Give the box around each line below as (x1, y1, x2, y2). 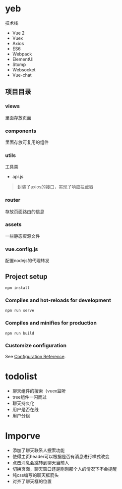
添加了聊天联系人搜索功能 (12, 447, 65, 453)
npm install (5, 285, 30, 290)
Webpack (12, 51, 32, 57)
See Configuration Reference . (5, 353, 66, 359)
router (5, 197, 21, 204)
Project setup (5, 272, 48, 280)
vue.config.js (5, 246, 38, 253)
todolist (5, 371, 38, 382)
